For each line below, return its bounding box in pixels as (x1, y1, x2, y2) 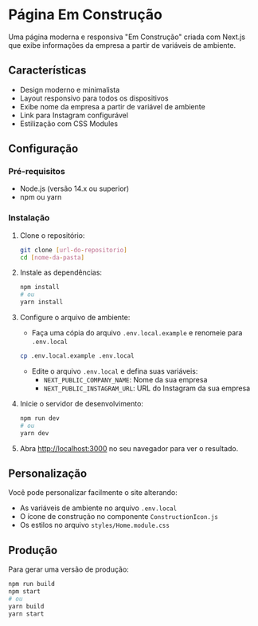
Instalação (8, 212, 50, 224)
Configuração (8, 142, 79, 156)
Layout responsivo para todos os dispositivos (19, 93, 169, 103)
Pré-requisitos (8, 166, 65, 177)
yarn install (19, 298, 64, 307)
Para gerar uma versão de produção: (8, 565, 129, 574)
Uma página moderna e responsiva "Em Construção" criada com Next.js (8, 32, 245, 42)
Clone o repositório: (19, 230, 85, 240)
